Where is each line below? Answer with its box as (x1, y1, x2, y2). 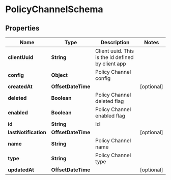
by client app (95, 60, 126, 67)
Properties (5, 24, 40, 33)
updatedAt (8, 166, 35, 173)
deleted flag (95, 98, 124, 105)
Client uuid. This (95, 47, 134, 54)
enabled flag (95, 112, 126, 119)
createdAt (8, 83, 33, 90)
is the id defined (95, 54, 134, 61)
